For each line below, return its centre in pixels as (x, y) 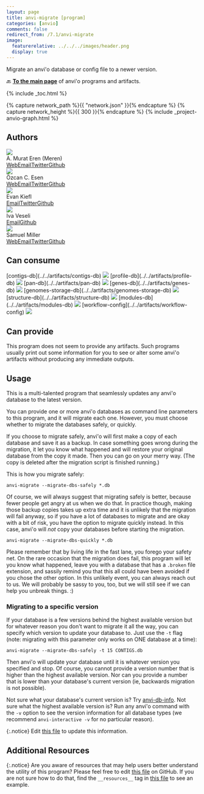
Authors (22, 137)
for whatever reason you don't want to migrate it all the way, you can (92, 626)
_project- (185, 111)
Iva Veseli (18, 215)
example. (18, 785)
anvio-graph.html (28, 118)
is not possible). (26, 688)
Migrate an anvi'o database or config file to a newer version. (82, 69)
